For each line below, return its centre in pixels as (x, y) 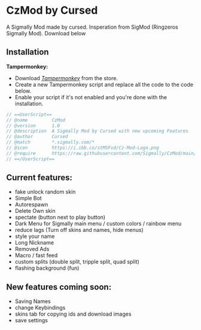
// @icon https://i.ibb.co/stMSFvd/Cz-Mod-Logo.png (83, 148)
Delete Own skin (35, 211)
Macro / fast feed (36, 255)
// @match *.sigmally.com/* (51, 142)
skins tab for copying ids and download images (73, 314)
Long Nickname (34, 243)
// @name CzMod (36, 120)
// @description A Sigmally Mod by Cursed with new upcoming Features (97, 131)
